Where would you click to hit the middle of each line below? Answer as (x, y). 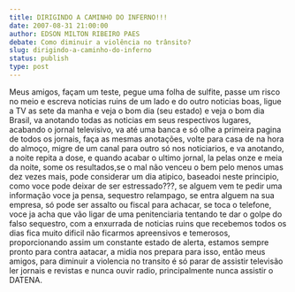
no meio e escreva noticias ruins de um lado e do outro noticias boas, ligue (145, 101)
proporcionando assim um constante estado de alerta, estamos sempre (139, 242)
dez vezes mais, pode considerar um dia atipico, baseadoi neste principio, (144, 176)
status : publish (39, 58)
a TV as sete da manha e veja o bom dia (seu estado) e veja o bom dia (137, 111)
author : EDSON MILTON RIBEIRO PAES (75, 34)
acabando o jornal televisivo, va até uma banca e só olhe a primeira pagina (145, 129)
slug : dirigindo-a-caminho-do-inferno (80, 50)
